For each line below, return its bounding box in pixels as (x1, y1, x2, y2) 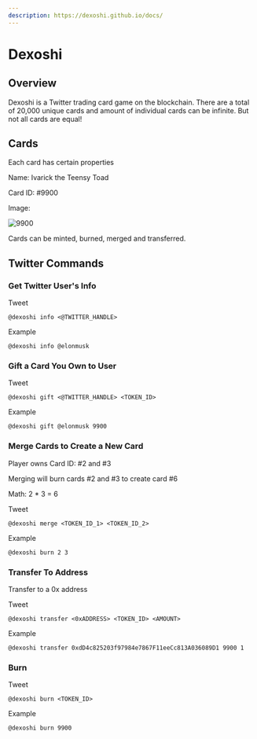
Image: (8, 204, 31, 213)
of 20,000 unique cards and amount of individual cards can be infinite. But (8, 105, 249, 115)
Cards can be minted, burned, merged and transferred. (8, 233, 186, 244)
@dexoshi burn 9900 (8, 724, 72, 732)
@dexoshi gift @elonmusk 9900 (8, 422, 108, 431)
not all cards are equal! (8, 114, 83, 123)
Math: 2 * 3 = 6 (8, 489, 59, 498)
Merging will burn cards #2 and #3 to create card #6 (8, 473, 178, 483)
